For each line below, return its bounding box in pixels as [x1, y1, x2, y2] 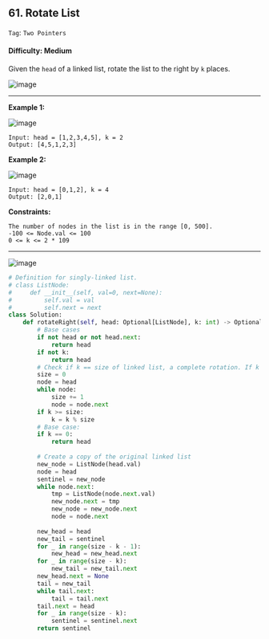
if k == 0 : [37, 430, 74, 438]
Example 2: [8, 155, 46, 165]
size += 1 [50, 393, 84, 401]
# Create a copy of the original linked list [37, 453, 192, 461]
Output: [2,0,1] [8, 193, 62, 201]
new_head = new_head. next [50, 550, 138, 558]
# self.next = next [8, 303, 102, 311]
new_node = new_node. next [50, 505, 138, 513]
